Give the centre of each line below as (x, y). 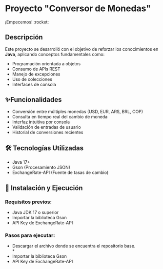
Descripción (24, 37)
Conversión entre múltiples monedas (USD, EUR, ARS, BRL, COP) (77, 111)
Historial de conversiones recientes (48, 132)
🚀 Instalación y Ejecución (44, 188)
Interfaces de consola (34, 84)
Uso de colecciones (32, 79)
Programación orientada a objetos (46, 63)
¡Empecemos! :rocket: (27, 22)
